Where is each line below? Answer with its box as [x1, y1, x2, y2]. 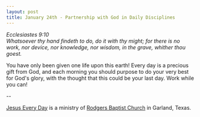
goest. [6, 50, 22, 57]
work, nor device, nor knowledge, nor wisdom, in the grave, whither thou [6, 43, 186, 51]
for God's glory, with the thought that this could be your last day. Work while [6, 74, 195, 82]
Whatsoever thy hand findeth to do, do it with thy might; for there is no [6, 37, 180, 44]
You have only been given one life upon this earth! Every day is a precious [6, 61, 189, 69]
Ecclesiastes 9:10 [6, 31, 49, 38]
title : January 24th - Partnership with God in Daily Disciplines [6, 14, 175, 20]
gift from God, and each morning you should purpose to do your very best [6, 68, 189, 75]
